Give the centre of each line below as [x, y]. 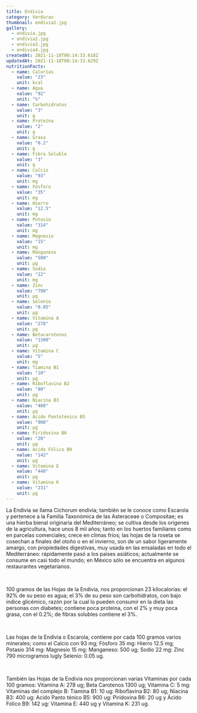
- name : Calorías [33, 72]
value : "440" [33, 472]
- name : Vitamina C [35, 351]
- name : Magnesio [33, 236]
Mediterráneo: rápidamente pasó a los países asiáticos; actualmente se [92, 553]
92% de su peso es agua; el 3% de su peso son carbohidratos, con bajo [94, 595]
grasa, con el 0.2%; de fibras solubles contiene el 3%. [72, 614]
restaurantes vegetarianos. [39, 566]
